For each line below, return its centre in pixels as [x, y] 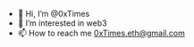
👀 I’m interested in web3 [62, 23]
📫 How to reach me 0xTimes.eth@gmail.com [101, 33]
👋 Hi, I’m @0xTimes [54, 14]
